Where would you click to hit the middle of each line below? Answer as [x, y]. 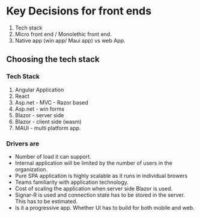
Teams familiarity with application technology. [72, 182]
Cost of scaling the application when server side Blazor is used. [94, 188]
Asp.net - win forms [40, 109]
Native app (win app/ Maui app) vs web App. [70, 40]
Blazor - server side [39, 115]
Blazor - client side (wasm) [48, 121]
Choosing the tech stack [53, 59]
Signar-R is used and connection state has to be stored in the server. [100, 195]
